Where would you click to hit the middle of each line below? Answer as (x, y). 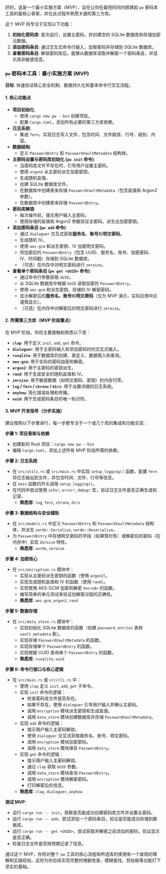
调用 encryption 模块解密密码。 (59, 779)
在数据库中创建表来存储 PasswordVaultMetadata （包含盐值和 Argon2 (88, 190)
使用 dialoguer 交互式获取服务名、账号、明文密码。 (79, 736)
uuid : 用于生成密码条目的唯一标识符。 (50, 399)
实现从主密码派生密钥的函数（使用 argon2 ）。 (65, 575)
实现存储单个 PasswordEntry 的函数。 (57, 646)
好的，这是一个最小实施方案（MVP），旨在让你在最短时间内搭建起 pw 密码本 (82, 7)
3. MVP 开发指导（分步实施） (35, 411)
